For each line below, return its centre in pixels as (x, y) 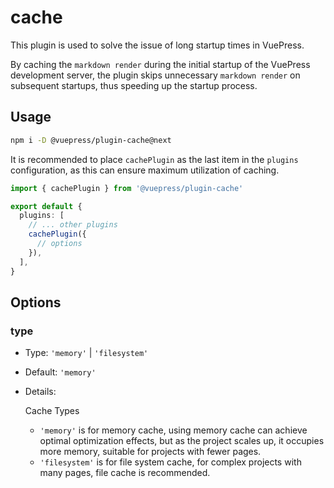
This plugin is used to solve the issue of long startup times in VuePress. (157, 45)
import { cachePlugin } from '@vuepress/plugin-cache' (127, 188)
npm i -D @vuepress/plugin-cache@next (91, 140)
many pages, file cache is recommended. (125, 473)
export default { (46, 206)
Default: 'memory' (60, 372)
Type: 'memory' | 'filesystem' (86, 353)
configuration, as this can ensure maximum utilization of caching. (145, 170)
